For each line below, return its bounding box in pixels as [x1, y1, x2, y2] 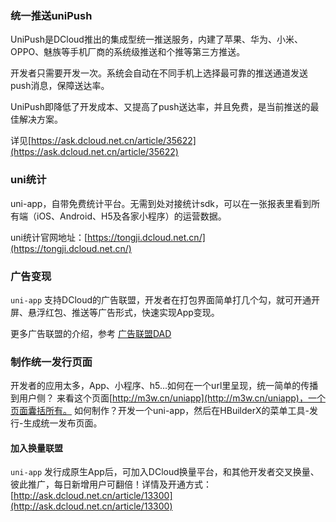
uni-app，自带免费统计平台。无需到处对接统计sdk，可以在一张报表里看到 [10, 197, 312, 209]
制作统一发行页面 [10, 355, 93, 369]
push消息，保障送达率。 [10, 80, 110, 92]
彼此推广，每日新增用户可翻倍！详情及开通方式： [10, 478, 212, 491]
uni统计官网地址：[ [10, 231, 88, 243]
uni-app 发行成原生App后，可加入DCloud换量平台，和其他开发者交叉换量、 [10, 466, 320, 478]
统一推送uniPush [10, 8, 93, 22]
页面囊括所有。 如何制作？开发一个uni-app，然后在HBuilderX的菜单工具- [10, 405, 310, 417]
